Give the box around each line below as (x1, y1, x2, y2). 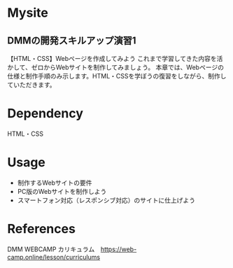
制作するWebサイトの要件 (17, 178, 92, 187)
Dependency (7, 106, 84, 122)
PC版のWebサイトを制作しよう (17, 187, 107, 195)
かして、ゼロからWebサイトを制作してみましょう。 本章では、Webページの (7, 63, 224, 71)
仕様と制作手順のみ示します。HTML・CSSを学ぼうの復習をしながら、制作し (7, 72, 227, 80)
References (7, 221, 76, 237)
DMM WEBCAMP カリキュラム (7, 245, 95, 253)
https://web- (100, 245, 137, 253)
